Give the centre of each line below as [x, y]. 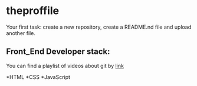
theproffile [33, 11]
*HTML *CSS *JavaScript [38, 77]
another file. [21, 33]
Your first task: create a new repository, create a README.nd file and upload [99, 27]
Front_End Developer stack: [58, 52]
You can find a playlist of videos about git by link [65, 66]
